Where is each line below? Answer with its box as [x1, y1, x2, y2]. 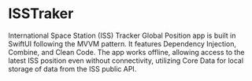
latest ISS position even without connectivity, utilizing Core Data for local [8, 56, 244, 65]
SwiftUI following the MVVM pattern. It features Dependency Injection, [8, 39, 237, 48]
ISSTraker [8, 5, 74, 23]
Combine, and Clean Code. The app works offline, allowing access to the [8, 47, 246, 57]
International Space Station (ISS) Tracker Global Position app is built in [8, 31, 236, 40]
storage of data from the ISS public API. [8, 64, 137, 73]
